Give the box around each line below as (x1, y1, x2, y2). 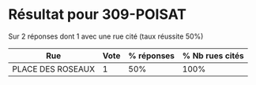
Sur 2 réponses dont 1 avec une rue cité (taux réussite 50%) (8, 31, 204, 41)
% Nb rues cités (182, 50, 244, 61)
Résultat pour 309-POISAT (8, 6, 187, 24)
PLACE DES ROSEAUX (12, 63, 96, 74)
